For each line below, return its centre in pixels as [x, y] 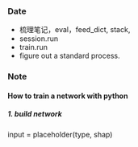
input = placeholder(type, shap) [60, 134]
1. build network [35, 114]
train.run [33, 47]
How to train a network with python [68, 96]
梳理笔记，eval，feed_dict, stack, [75, 30]
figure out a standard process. [69, 56]
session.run [39, 39]
